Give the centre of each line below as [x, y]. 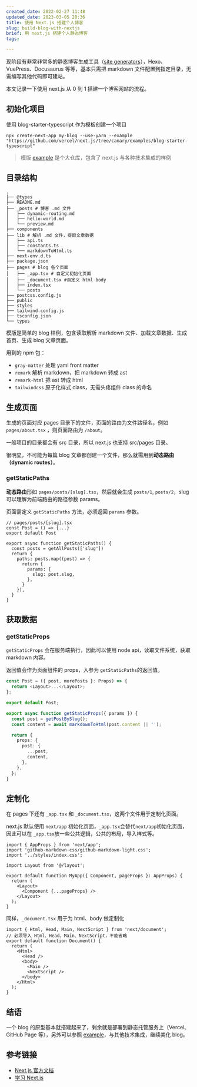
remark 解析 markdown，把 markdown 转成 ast [71, 372]
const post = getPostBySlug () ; [50, 719]
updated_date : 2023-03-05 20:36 [46, 17]
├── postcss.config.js [34, 295]
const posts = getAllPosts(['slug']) [58, 548]
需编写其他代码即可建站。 [37, 76]
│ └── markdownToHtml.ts [39, 251]
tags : [13, 39]
